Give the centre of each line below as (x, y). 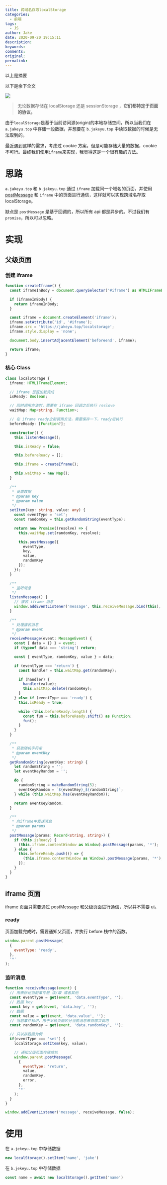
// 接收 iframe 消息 (34, 602)
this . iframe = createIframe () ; (46, 464)
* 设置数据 (21, 491)
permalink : (16, 61)
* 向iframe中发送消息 (32, 822)
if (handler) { (34, 679)
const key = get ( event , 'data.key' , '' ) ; (53, 1007)
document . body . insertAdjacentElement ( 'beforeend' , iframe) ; (73, 340)
